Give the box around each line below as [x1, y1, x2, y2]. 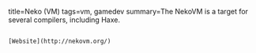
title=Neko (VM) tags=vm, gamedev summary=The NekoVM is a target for [8, 7, 249, 16]
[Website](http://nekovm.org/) [8, 37, 111, 45]
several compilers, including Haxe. [8, 15, 121, 25]
